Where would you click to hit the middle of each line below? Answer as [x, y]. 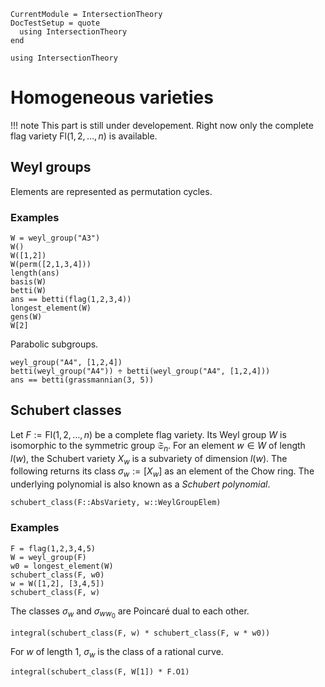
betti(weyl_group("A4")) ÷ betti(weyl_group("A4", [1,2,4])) [140, 371]
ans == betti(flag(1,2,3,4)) [71, 300]
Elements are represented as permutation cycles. [111, 191]
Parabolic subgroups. [54, 344]
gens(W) [26, 317]
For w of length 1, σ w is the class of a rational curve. [117, 652]
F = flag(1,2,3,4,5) [53, 548]
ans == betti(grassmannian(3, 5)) [82, 380]
